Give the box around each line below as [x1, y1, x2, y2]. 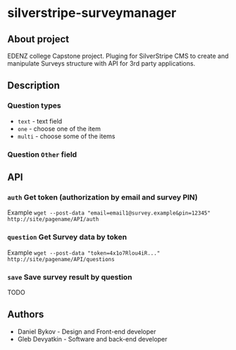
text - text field [17, 116, 63, 125]
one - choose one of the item [17, 124, 101, 133]
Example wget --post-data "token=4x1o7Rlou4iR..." [7, 248, 161, 257]
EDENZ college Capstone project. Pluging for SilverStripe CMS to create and [7, 52, 229, 60]
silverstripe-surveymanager [7, 5, 177, 21]
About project [7, 33, 69, 45]
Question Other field [7, 150, 77, 159]
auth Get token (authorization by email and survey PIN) [7, 192, 199, 202]
